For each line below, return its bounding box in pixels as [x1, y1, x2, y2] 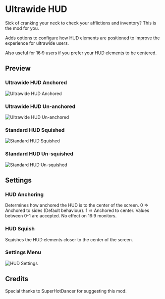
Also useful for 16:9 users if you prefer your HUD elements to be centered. [5, 50, 157, 56]
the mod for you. [5, 25, 39, 31]
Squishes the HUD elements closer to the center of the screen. [5, 236, 133, 242]
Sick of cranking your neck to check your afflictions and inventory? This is [5, 20, 157, 26]
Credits [5, 275, 29, 283]
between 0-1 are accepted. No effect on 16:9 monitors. [5, 213, 117, 219]
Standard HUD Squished [5, 126, 65, 133]
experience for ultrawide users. [5, 40, 69, 46]
